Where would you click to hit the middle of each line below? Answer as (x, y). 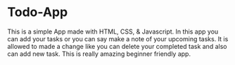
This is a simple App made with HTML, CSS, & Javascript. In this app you (113, 31)
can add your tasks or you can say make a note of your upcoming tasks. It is (118, 38)
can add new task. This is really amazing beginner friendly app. (99, 54)
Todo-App (38, 12)
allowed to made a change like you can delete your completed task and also (117, 46)
